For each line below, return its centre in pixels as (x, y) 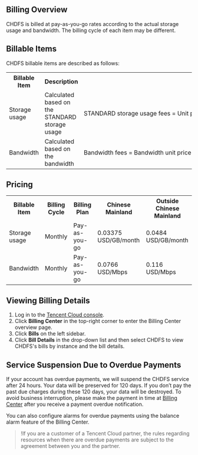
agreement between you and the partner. (70, 446)
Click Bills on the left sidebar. (50, 334)
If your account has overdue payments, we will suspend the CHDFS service (98, 379)
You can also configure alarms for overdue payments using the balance (93, 416)
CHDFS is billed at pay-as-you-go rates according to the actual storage (93, 24)
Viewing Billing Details (48, 300)
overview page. (34, 327)
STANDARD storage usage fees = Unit (136, 113)
